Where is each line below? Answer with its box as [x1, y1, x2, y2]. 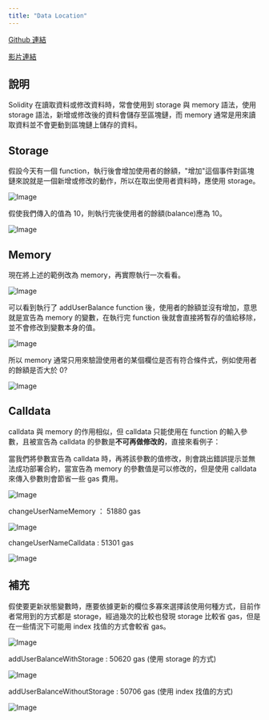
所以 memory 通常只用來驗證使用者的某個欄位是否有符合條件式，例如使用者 [8, 356, 258, 365]
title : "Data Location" [8, 11, 88, 20]
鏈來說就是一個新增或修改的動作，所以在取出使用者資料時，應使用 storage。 [8, 176, 260, 186]
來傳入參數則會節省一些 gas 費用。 [8, 473, 122, 483]
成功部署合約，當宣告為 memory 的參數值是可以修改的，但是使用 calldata [14, 464, 257, 473]
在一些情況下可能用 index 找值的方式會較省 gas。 [8, 621, 171, 631]
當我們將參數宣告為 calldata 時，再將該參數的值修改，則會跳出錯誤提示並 [8, 453, 249, 463]
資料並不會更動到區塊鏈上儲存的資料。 [14, 120, 142, 130]
